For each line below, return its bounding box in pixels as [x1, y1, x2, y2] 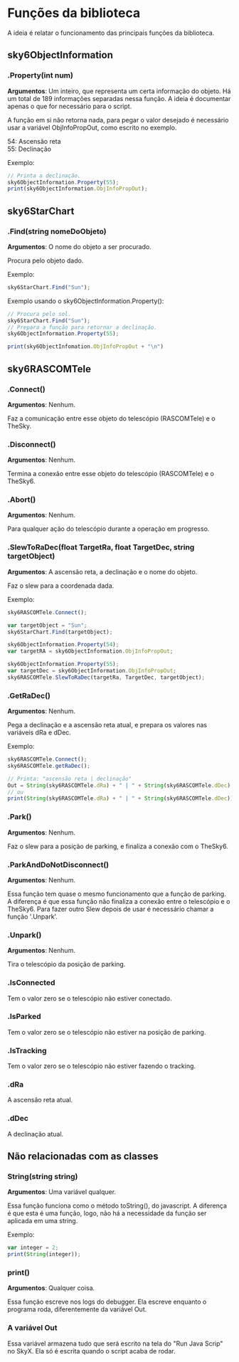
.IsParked [7, 1012, 41, 1022]
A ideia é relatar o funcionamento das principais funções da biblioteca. [7, 28, 215, 37]
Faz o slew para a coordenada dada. [7, 581, 115, 590]
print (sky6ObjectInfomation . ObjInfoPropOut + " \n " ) [7, 343, 164, 350]
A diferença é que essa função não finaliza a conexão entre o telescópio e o [7, 897, 230, 905]
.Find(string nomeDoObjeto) [7, 226, 107, 236]
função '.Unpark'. [7, 912, 58, 921]
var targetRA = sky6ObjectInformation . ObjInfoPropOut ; [7, 648, 174, 655]
